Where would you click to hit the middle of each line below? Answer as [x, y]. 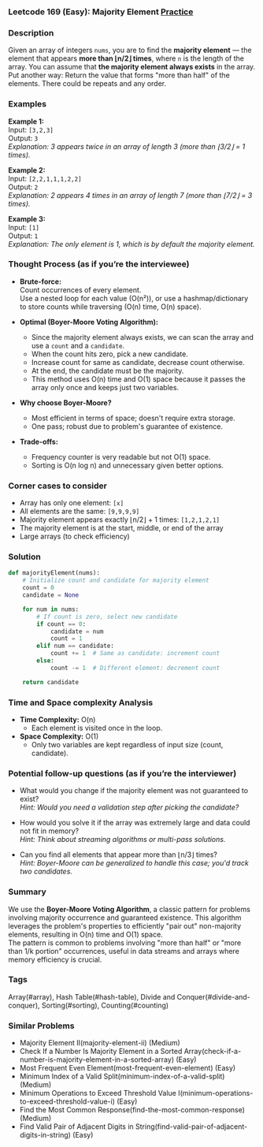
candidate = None [51, 595]
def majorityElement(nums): [54, 573]
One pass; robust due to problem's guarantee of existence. [127, 426]
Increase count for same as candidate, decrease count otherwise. [138, 362]
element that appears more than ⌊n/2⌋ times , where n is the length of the [126, 58]
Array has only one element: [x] [72, 503]
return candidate [51, 682]
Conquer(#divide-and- [213, 996]
